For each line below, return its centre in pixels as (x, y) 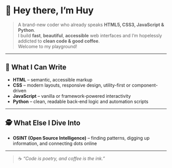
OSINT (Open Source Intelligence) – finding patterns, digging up (81, 138)
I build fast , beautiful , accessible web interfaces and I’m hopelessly (90, 35)
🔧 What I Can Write (36, 67)
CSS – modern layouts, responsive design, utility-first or (72, 85)
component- (145, 85)
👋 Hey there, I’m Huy (49, 10)
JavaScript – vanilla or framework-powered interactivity (72, 96)
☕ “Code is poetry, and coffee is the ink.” (61, 158)
